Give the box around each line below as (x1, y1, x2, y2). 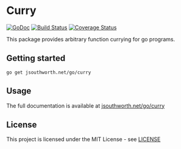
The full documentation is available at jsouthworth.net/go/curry (6, 102, 165, 109)
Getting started (6, 53, 66, 64)
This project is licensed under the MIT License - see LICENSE (6, 136, 161, 143)
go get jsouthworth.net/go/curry (6, 69, 91, 75)
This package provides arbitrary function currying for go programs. (6, 35, 176, 43)
